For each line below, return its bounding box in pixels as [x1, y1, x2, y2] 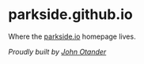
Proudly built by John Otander [8, 47, 107, 56]
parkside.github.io [8, 6, 133, 24]
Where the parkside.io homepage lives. [8, 32, 136, 41]
